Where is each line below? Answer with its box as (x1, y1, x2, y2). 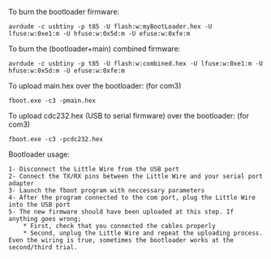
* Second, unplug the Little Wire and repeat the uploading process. (23, 229, 264, 237)
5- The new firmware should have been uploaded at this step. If (8, 208, 234, 216)
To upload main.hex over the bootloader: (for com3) (8, 81, 182, 90)
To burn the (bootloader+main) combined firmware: (8, 44, 181, 54)
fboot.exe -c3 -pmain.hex (8, 97, 96, 105)
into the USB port (8, 201, 71, 209)
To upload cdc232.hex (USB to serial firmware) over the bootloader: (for (8, 111, 250, 120)
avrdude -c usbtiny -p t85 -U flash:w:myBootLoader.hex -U (8, 23, 213, 31)
